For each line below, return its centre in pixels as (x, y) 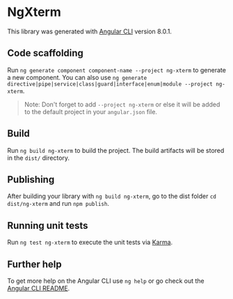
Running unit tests (48, 226)
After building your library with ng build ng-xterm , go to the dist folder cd (112, 196)
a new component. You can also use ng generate (77, 77)
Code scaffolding (45, 53)
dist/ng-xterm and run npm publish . (58, 204)
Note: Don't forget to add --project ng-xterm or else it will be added (122, 104)
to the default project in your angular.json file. (91, 111)
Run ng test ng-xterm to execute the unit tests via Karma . (90, 242)
